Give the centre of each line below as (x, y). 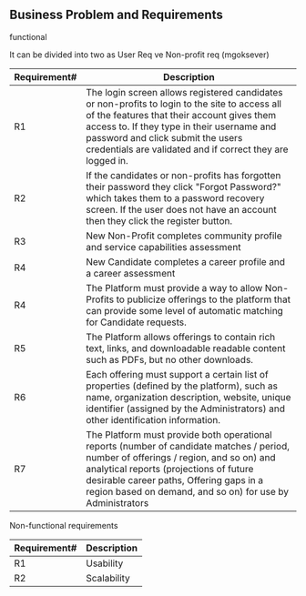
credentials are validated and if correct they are (187, 149)
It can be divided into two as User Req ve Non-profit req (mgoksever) (140, 55)
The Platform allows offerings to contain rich (181, 337)
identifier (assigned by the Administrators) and (185, 409)
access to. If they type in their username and (181, 126)
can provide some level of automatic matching (185, 310)
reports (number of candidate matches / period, (188, 446)
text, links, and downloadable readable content (186, 348)
